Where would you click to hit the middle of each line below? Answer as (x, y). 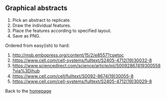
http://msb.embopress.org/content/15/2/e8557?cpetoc (68, 55)
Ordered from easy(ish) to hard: (38, 45)
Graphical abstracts (36, 8)
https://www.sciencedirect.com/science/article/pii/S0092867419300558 (86, 65)
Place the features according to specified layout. (62, 30)
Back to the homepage (28, 91)
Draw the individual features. (42, 25)
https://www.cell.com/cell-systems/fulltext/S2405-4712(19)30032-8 (82, 60)
